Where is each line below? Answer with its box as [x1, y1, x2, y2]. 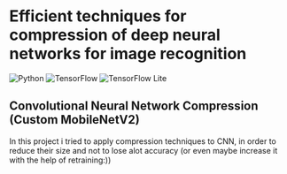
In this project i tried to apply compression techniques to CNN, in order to [9, 135, 277, 147]
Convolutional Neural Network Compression [9, 99, 259, 114]
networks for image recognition [9, 44, 247, 64]
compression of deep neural [9, 25, 221, 45]
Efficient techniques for [9, 6, 187, 26]
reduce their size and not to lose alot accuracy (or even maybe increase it [9, 145, 278, 155]
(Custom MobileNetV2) [9, 112, 140, 127]
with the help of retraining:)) [9, 155, 112, 165]
